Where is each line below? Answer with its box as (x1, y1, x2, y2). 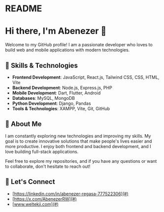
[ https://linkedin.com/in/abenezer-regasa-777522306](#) (12, 190, 129, 197)
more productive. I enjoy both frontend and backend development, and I (5, 143, 151, 149)
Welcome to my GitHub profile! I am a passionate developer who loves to (5, 42, 153, 48)
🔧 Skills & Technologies (5, 61, 78, 69)
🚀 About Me (5, 120, 42, 128)
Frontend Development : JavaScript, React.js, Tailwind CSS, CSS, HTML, (12, 74, 160, 80)
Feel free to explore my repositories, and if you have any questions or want (5, 158, 157, 164)
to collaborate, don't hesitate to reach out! (5, 163, 91, 169)
